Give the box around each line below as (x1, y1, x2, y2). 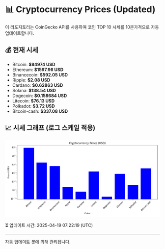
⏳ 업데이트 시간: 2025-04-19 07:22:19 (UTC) (5, 222, 93, 228)
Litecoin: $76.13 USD (12, 98, 55, 103)
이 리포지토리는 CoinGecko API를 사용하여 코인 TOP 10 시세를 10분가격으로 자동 (5, 24, 159, 30)
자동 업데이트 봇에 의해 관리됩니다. (5, 239, 71, 245)
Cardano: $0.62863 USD (12, 82, 63, 88)
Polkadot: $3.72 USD (12, 103, 55, 109)
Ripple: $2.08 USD (12, 77, 51, 83)
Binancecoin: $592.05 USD (12, 72, 68, 77)
